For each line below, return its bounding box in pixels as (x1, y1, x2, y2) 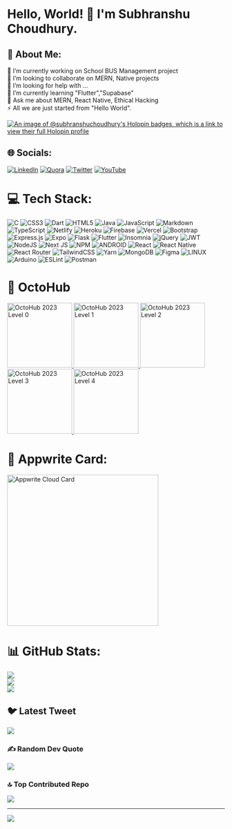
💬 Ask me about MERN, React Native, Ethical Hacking (7, 96, 159, 104)
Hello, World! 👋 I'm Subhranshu (7, 6, 191, 22)
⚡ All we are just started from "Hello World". (7, 104, 132, 112)
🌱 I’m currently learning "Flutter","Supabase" (7, 89, 134, 97)
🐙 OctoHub (7, 279, 71, 295)
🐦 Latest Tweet (7, 705, 77, 717)
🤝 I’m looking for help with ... (7, 82, 88, 89)
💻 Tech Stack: (7, 191, 93, 207)
